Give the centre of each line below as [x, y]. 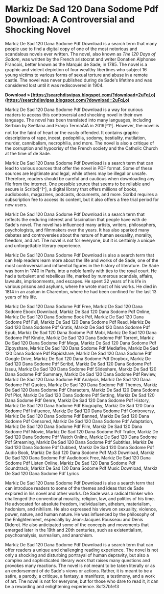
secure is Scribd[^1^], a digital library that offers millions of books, [71, 189]
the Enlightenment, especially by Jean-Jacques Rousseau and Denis [74, 519]
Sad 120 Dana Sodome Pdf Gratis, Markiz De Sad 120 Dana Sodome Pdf [78, 327]
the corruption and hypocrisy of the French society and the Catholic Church [82, 148]
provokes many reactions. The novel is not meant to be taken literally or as [80, 566]
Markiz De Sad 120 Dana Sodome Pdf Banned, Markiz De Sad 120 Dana [77, 416]
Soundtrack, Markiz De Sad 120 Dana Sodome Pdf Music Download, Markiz [81, 468]
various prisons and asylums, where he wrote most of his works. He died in [81, 286]
